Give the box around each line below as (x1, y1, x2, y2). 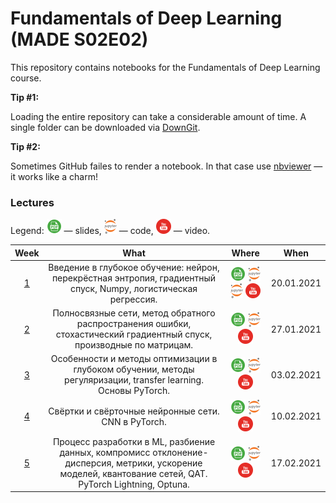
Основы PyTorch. (97, 385, 171, 397)
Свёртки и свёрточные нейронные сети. (48, 405, 220, 417)
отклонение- (152, 446, 209, 458)
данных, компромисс (59, 446, 151, 458)
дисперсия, (64, 457, 115, 469)
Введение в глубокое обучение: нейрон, (48, 261, 220, 273)
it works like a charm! (10, 170, 98, 182)
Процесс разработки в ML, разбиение (52, 435, 216, 447)
